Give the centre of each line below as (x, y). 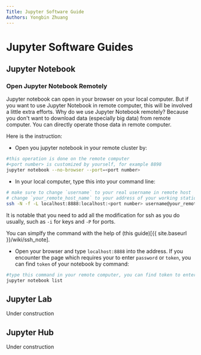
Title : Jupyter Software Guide (45, 12)
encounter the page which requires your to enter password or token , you (103, 257)
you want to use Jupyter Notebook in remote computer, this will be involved (99, 106)
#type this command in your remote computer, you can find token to (93, 275)
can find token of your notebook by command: (72, 264)
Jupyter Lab (29, 299)
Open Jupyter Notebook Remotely (57, 86)
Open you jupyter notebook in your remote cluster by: (81, 148)
